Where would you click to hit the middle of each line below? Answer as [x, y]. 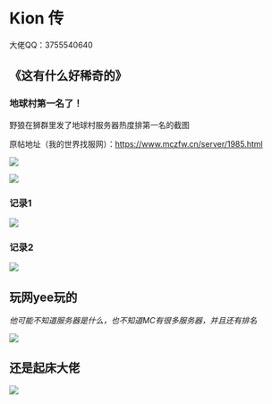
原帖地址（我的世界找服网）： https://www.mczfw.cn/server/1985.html [136, 143]
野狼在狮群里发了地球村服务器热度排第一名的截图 [99, 125]
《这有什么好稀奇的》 [68, 76]
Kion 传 [37, 18]
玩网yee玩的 [43, 297]
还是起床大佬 [45, 368]
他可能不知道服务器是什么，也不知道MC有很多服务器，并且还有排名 [133, 321]
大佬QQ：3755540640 [51, 45]
